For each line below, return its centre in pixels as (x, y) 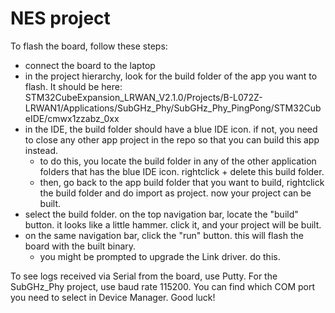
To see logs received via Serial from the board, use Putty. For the (144, 276)
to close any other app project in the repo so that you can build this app (172, 139)
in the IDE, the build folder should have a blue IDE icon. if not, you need (171, 129)
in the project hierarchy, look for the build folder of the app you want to (171, 76)
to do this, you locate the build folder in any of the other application (178, 161)
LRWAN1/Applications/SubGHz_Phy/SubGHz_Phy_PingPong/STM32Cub (173, 108)
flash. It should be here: (73, 86)
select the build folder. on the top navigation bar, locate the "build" (161, 214)
